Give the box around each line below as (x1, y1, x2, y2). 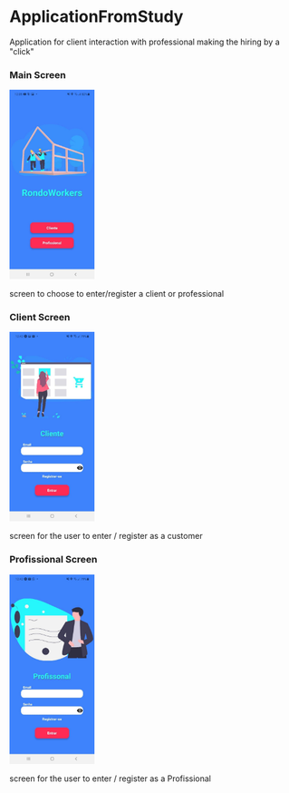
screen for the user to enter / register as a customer (9, 531, 203, 542)
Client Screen (9, 311, 71, 324)
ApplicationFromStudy (9, 6, 184, 27)
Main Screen (9, 68, 66, 81)
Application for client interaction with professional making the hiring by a (9, 36, 281, 47)
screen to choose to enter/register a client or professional (9, 289, 225, 299)
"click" (9, 45, 34, 56)
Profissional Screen (9, 553, 98, 566)
